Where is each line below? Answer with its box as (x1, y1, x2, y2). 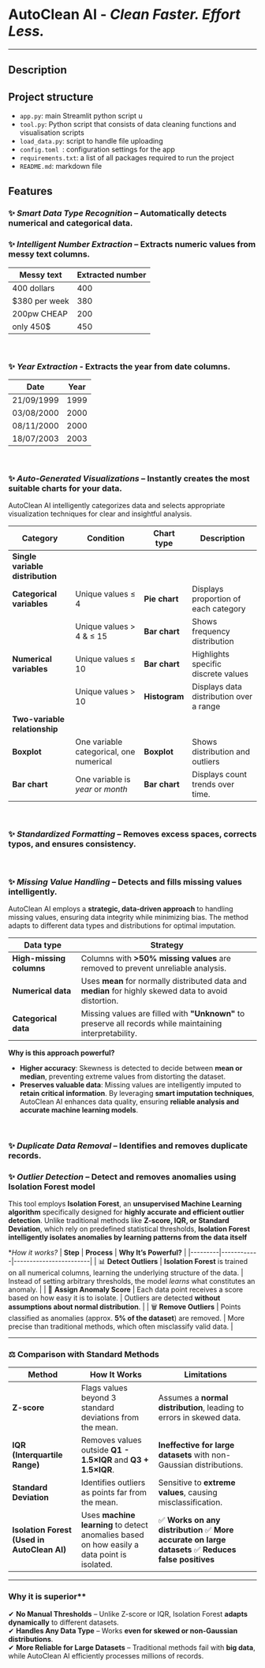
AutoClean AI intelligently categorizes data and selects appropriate (8, 501, 226, 510)
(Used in (12, 1535, 45, 1546)
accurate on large (158, 1535, 226, 1546)
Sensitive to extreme (158, 1477, 236, 1488)
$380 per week (12, 295, 69, 306)
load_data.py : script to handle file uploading (19, 137, 163, 146)
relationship (12, 724, 58, 735)
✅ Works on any (158, 1515, 221, 1526)
